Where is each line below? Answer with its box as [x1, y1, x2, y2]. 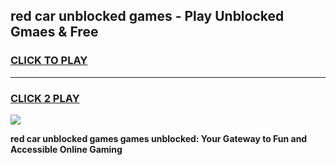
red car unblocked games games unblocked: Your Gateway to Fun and [10, 132, 308, 144]
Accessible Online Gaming [10, 143, 123, 155]
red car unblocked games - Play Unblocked [10, 8, 285, 25]
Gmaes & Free [10, 24, 99, 41]
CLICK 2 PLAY [10, 91, 80, 105]
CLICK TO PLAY [10, 54, 88, 68]
